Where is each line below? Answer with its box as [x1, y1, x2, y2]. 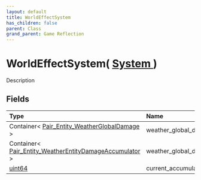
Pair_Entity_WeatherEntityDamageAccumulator [9, 146, 141, 155]
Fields [6, 94, 30, 104]
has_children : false [6, 20, 58, 26]
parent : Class [6, 25, 42, 32]
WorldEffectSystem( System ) [6, 57, 157, 71]
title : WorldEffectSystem [6, 14, 71, 20]
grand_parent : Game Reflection [6, 31, 84, 37]
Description [6, 77, 35, 84]
